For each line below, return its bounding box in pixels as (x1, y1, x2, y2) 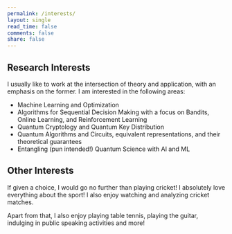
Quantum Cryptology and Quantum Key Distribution (17, 123, 165, 131)
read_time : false (7, 23, 57, 30)
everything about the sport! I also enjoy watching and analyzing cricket (7, 190, 210, 199)
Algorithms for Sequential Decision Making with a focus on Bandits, (17, 108, 210, 116)
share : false (7, 36, 45, 43)
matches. (7, 198, 34, 206)
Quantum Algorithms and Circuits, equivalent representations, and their (17, 129, 221, 138)
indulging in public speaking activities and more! (7, 219, 145, 227)
